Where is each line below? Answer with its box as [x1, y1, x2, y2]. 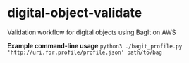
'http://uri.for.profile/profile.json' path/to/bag [7, 49, 162, 56]
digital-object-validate [7, 5, 142, 21]
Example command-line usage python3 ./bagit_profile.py [7, 41, 183, 50]
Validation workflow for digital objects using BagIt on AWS [7, 28, 176, 36]
